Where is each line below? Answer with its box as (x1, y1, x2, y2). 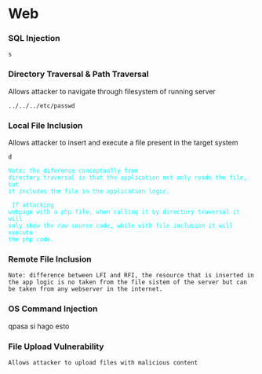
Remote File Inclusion (8, 254, 92, 264)
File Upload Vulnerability (8, 341, 104, 352)
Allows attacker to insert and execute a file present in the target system (8, 138, 238, 148)
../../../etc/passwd (8, 101, 76, 110)
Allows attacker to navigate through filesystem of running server (8, 86, 216, 96)
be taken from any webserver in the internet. (8, 285, 163, 293)
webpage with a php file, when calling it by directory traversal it (8, 208, 241, 216)
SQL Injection (8, 33, 60, 44)
